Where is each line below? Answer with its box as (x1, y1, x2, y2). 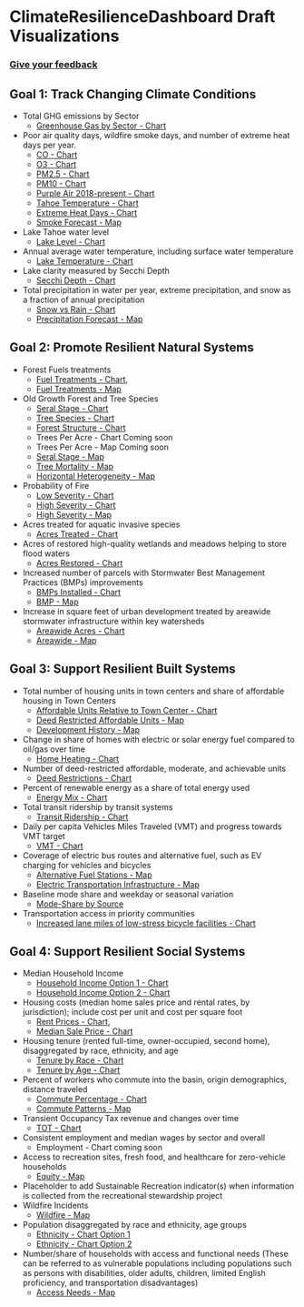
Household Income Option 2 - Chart (35, 988, 171, 998)
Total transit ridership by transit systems (22, 801, 173, 812)
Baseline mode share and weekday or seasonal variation (22, 888, 234, 899)
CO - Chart (35, 148, 78, 160)
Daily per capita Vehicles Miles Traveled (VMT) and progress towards (22, 821, 282, 832)
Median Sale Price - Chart (35, 1026, 133, 1037)
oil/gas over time (22, 744, 86, 755)
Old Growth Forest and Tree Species (22, 393, 159, 404)
